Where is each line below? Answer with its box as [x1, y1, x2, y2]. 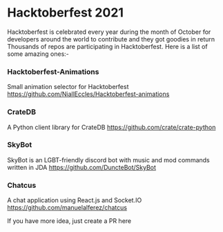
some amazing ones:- [7, 50, 69, 58]
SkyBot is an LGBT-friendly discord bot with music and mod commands [7, 155, 210, 164]
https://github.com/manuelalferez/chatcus [7, 204, 128, 212]
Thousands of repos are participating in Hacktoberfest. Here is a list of [7, 42, 209, 50]
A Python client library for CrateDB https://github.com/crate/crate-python [7, 123, 216, 131]
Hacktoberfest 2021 [7, 5, 124, 21]
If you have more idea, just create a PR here [7, 217, 132, 225]
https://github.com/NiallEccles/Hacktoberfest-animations [7, 90, 170, 98]
